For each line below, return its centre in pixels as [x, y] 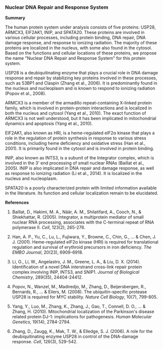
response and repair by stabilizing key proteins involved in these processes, [81, 78]
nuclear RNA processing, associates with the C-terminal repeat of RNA [83, 222]
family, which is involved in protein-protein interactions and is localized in [79, 108]
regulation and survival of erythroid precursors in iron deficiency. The [82, 247]
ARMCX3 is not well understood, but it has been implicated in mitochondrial [81, 119]
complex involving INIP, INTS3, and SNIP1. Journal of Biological [76, 272]
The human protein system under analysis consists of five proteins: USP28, [81, 27]
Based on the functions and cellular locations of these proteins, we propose [81, 53]
